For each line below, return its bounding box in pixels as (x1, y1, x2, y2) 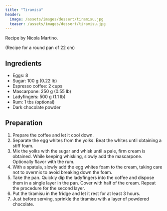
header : (5, 12, 21, 17)
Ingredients (5, 59, 42, 67)
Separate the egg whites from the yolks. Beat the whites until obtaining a (12, 137, 162, 143)
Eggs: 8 (12, 72, 28, 78)
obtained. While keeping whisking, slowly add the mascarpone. (12, 153, 143, 159)
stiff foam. (12, 142, 34, 148)
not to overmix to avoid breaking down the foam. (12, 169, 113, 175)
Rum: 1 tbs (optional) (12, 99, 55, 105)
